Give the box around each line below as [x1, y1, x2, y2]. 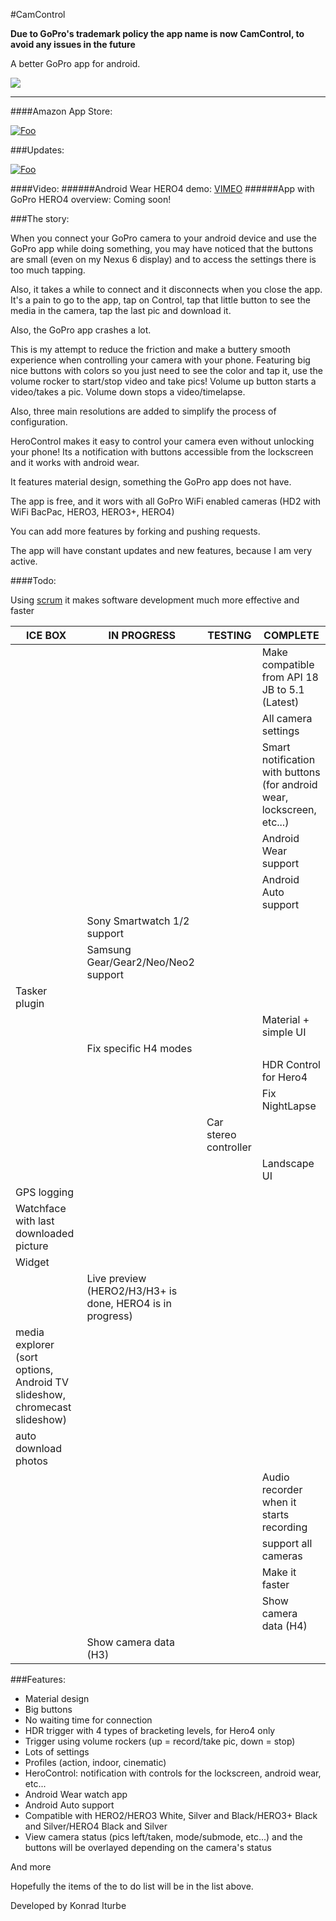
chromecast [15, 1400, 72, 1414]
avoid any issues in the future [10, 39, 136, 50]
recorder [261, 1483, 303, 1496]
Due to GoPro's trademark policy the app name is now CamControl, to [10, 28, 305, 39]
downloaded [15, 1227, 75, 1240]
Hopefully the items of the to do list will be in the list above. [10, 1880, 254, 1892]
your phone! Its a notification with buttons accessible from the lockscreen [10, 446, 314, 458]
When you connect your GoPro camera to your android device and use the [10, 232, 317, 244]
